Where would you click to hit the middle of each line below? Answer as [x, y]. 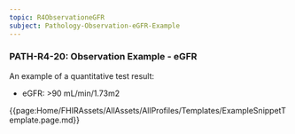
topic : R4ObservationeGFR [57, 17]
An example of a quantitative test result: [82, 75]
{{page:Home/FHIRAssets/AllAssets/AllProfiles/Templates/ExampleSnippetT [147, 110]
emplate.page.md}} [45, 120]
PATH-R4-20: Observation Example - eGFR [103, 57]
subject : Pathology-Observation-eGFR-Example [94, 26]
